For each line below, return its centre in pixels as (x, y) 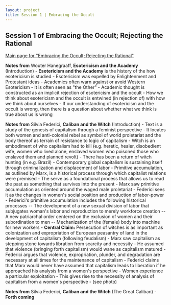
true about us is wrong (29, 114)
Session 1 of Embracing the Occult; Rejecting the (84, 36)
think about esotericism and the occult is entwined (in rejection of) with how (85, 98)
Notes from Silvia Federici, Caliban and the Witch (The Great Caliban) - (81, 292)
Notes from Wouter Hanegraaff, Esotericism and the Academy (72, 66)
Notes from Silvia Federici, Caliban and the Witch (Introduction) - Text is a (84, 124)
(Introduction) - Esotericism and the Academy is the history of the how (80, 71)
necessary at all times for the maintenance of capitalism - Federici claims (82, 260)
